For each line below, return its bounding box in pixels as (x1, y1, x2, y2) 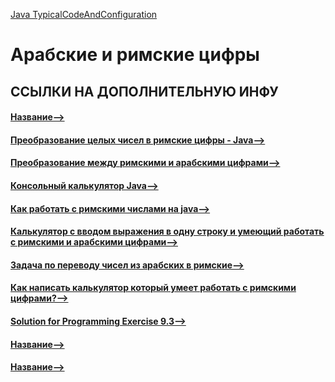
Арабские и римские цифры (10, 44, 260, 66)
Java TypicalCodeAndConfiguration (10, 9, 158, 20)
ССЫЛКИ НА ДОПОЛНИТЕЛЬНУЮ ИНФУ (10, 83, 279, 100)
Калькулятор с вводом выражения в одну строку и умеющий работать (10, 225, 325, 238)
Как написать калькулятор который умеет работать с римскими (10, 282, 297, 294)
